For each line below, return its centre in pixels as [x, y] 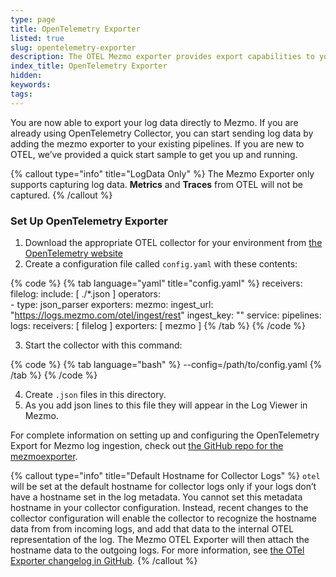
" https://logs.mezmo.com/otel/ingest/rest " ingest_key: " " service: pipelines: [166, 315]
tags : [21, 94]
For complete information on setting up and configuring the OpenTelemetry [165, 435]
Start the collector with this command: [103, 345]
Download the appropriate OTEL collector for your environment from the [173, 242]
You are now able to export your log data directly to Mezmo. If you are [154, 122]
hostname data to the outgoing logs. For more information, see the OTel [157, 550]
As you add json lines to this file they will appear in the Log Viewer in [166, 405]
